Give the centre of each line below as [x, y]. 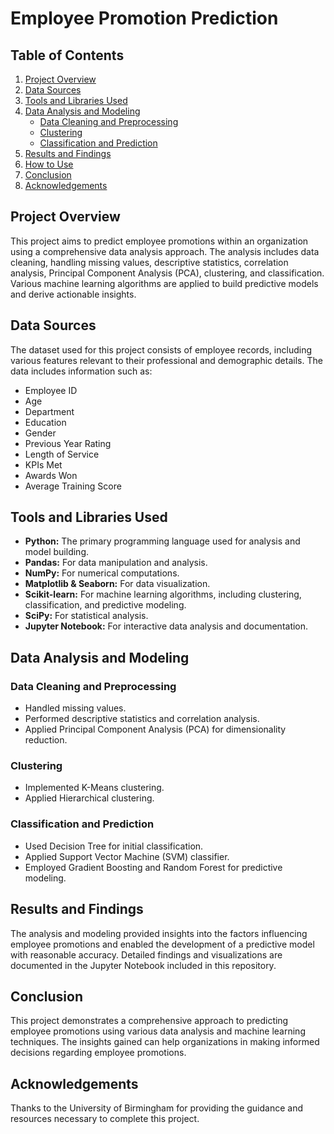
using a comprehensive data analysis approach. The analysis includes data [165, 251]
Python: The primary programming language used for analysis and [162, 541]
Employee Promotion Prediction [144, 18]
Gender [40, 433]
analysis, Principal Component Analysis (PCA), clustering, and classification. [167, 273]
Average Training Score [73, 486]
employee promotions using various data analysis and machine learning [158, 1031]
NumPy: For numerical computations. [102, 573]
